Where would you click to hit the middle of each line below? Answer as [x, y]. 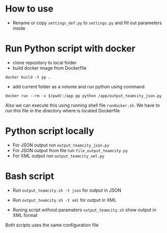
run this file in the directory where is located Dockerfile [62, 110]
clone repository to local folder [45, 62]
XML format [25, 215]
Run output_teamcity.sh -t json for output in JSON [67, 190]
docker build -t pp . [28, 77]
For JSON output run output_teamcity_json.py [61, 145]
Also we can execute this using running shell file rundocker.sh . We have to [83, 105]
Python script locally [50, 131]
